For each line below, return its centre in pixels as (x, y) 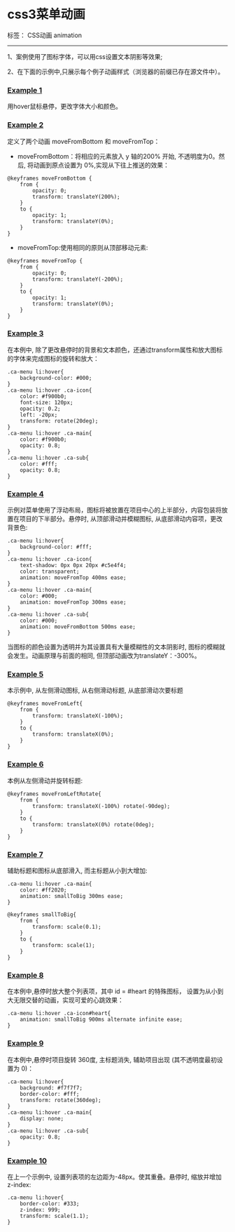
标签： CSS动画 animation (45, 35)
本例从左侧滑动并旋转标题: (45, 781)
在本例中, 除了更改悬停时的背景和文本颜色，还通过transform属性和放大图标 (115, 350)
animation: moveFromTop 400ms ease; (73, 578)
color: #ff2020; (44, 890)
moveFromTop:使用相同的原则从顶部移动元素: (83, 247)
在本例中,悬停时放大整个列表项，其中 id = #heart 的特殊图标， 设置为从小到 (115, 991)
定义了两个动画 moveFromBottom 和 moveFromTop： (84, 141)
